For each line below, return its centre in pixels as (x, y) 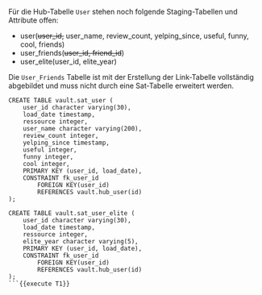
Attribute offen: (33, 20)
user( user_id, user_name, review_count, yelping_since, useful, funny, (135, 36)
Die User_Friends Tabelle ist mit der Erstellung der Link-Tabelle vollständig (131, 77)
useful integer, (50, 150)
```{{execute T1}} (39, 284)
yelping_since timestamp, (67, 143)
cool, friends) (42, 44)
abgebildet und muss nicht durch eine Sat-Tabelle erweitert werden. (121, 85)
